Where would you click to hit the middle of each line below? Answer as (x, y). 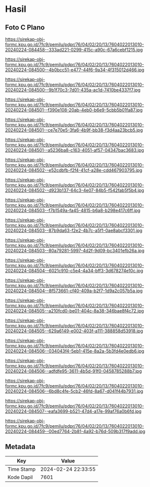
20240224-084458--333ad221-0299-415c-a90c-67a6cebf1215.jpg (74, 50)
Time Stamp (22, 469)
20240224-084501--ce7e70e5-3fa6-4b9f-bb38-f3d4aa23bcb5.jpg (74, 130)
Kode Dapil (20, 477)
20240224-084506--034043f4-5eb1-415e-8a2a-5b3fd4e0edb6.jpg (75, 351)
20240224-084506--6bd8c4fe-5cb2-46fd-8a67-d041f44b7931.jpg (74, 391)
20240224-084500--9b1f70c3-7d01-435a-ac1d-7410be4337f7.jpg (73, 90)
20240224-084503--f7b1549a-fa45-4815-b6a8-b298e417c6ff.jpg (73, 210)
